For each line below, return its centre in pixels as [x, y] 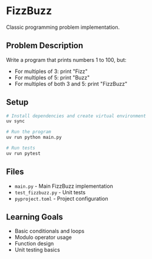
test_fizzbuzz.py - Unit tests [50, 192]
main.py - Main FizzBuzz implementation [64, 186]
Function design [34, 244]
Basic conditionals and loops [49, 231]
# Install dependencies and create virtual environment [76, 116]
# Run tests [21, 148]
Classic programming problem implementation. [63, 27]
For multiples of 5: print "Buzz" [52, 77]
